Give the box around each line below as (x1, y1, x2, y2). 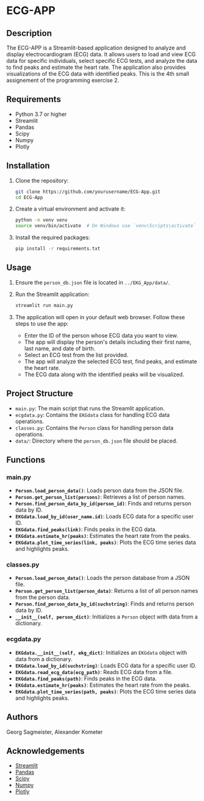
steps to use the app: (15, 320, 69, 327)
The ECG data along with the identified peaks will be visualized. (24, 371, 184, 378)
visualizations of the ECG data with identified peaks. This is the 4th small (6, 70, 189, 77)
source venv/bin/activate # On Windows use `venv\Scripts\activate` (15, 223, 197, 229)
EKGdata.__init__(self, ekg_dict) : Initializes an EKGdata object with (15, 648, 188, 656)
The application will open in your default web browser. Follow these (15, 313, 185, 321)
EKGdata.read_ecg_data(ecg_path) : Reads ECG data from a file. (15, 668, 173, 675)
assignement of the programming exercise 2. (6, 77, 119, 84)
